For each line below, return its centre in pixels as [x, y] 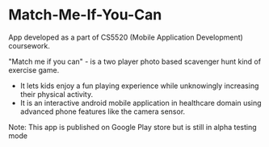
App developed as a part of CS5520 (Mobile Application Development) [126, 37]
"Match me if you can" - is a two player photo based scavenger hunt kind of [134, 61]
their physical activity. [57, 94]
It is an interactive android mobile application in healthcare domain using [141, 103]
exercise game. [34, 69]
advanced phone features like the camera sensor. [103, 111]
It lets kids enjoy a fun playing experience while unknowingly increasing [139, 86]
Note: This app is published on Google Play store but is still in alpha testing [132, 127]
